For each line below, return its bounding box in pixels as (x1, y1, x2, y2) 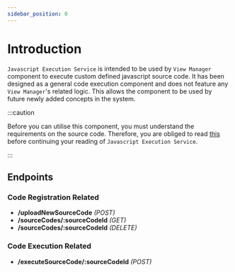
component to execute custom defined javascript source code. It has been (7, 72, 225, 80)
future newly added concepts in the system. (7, 94, 136, 103)
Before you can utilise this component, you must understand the (7, 122, 195, 130)
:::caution (7, 108, 35, 117)
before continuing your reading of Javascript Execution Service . (7, 137, 198, 145)
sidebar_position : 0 (7, 10, 69, 18)
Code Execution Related (7, 242, 92, 251)
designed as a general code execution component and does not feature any (7, 79, 229, 88)
